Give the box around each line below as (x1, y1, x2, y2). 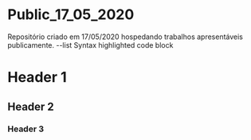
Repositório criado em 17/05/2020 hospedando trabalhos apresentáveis (7, 32, 244, 41)
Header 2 (7, 99, 55, 113)
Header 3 (7, 123, 45, 134)
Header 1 (7, 68, 67, 87)
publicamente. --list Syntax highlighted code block (7, 40, 174, 49)
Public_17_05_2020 (7, 6, 135, 24)
